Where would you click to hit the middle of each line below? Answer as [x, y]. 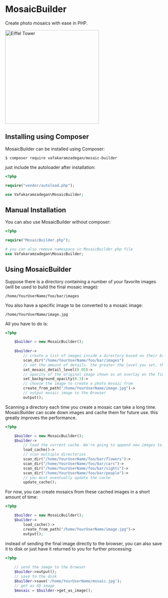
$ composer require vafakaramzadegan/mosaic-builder [61, 158]
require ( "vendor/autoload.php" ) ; [40, 185]
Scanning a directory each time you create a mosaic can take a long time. [81, 407]
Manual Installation [36, 210]
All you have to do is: [27, 324]
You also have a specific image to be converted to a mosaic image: [74, 305]
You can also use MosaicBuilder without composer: [58, 222]
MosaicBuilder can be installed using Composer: [55, 149]
